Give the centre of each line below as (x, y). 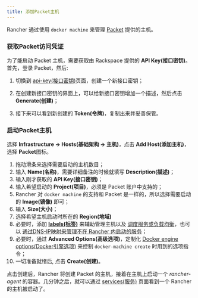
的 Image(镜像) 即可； (43, 202)
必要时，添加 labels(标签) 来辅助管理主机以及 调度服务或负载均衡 (95, 224)
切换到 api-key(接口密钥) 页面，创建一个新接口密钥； (79, 80)
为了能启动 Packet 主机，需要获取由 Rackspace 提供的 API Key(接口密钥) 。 (99, 60)
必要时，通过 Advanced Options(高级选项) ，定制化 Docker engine (97, 239)
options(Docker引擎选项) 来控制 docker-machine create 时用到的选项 (99, 246)
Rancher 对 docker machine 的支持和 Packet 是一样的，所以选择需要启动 (103, 194)
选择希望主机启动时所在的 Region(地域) (63, 217)
